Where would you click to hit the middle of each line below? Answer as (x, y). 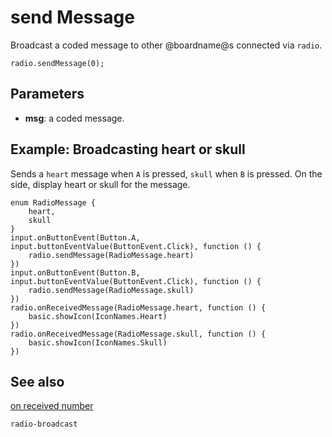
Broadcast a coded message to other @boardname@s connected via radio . (166, 45)
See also (37, 381)
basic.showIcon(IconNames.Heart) (98, 316)
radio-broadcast (44, 424)
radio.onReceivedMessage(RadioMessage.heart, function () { (138, 307)
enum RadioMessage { (53, 202)
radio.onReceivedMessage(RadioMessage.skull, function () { (138, 334)
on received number (52, 406)
